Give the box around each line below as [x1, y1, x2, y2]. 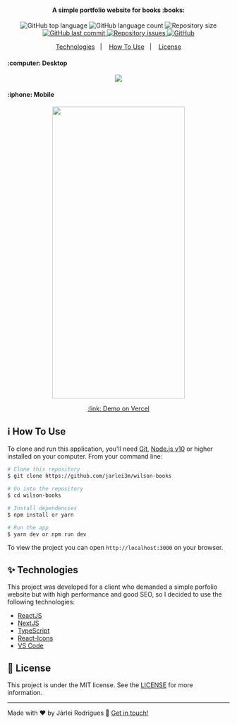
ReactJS [17, 611, 42, 620]
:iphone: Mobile [7, 91, 55, 98]
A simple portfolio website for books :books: [51, 6, 186, 14]
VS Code [17, 641, 44, 650]
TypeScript [17, 626, 50, 635]
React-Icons [17, 634, 54, 643]
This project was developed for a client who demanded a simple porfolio [7, 582, 218, 591]
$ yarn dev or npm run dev [7, 531, 87, 538]
